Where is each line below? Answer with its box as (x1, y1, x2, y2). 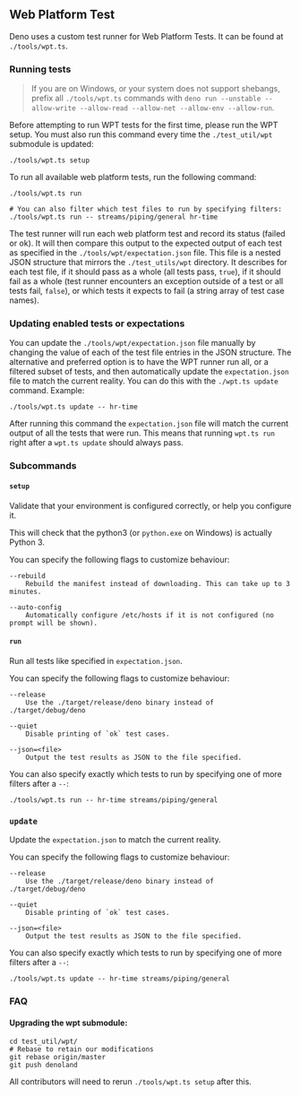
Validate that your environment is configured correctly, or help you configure (9, 500, 293, 511)
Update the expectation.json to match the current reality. (9, 834, 221, 845)
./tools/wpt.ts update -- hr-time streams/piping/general (9, 974, 230, 984)
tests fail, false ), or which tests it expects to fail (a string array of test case (9, 286, 285, 297)
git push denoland (9, 1061, 78, 1070)
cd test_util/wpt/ (9, 1037, 78, 1047)
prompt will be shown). (9, 618, 99, 627)
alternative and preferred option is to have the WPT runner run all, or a (9, 357, 269, 367)
